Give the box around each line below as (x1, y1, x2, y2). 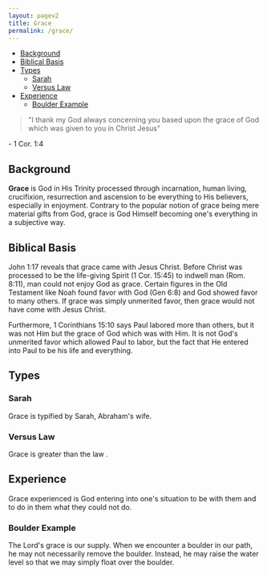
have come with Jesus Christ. (8, 305, 107, 314)
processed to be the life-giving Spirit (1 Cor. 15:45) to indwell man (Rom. (8, 271, 246, 280)
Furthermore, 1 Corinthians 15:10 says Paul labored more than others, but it (8, 320, 255, 329)
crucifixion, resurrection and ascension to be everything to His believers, (8, 192, 249, 202)
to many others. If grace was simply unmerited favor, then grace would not (8, 296, 255, 305)
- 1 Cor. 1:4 (8, 139, 44, 149)
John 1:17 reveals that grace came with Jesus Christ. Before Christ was (8, 262, 243, 271)
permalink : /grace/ (8, 26, 74, 34)
